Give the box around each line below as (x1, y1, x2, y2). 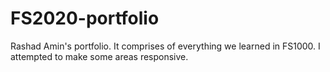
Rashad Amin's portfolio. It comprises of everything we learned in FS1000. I (10, 40, 321, 52)
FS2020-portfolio (10, 7, 160, 30)
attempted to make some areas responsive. (10, 50, 189, 62)
